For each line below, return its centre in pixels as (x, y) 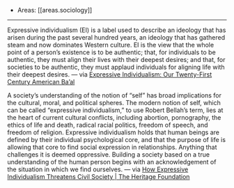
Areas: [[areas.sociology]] (55, 10)
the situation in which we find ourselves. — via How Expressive (98, 169)
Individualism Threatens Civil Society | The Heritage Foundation (99, 177)
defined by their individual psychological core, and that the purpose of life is (117, 140)
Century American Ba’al (41, 82)
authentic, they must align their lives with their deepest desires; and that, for (116, 60)
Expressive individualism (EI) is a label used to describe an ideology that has (117, 30)
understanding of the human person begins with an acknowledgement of (112, 162)
